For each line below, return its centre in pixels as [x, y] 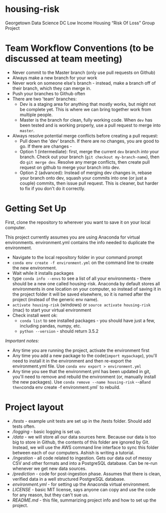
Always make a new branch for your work [55, 77]
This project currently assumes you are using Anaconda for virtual [73, 237]
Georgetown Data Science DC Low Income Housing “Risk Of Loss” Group [80, 23]
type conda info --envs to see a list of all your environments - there [82, 278]
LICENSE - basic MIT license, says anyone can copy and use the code [84, 489]
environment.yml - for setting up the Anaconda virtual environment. [81, 484]
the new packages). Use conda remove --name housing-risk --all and [82, 382]
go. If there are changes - [46, 146]
